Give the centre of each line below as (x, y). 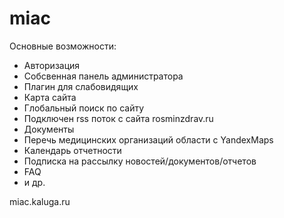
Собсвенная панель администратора (103, 76)
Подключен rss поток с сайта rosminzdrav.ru (118, 118)
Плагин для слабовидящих (81, 86)
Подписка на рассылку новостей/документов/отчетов (140, 161)
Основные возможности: (63, 46)
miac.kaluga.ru (40, 201)
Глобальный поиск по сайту (84, 108)
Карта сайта (50, 97)
